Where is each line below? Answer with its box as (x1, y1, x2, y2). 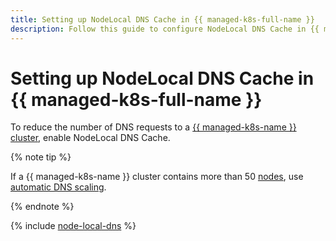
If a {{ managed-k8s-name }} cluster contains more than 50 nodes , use (10, 171, 304, 183)
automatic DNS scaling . (10, 181, 107, 193)
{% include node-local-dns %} (10, 220, 137, 232)
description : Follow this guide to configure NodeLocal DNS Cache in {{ (10, 24, 320, 34)
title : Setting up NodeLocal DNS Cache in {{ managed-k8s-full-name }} (10, 14, 315, 25)
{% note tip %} (10, 151, 72, 163)
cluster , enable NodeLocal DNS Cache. (10, 132, 171, 144)
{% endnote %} (10, 201, 75, 213)
